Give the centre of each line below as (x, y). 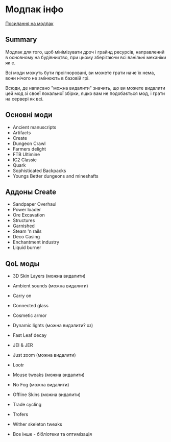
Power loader (27, 210)
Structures (24, 220)
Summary (21, 40)
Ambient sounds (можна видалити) (50, 286)
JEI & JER (23, 345)
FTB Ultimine (26, 154)
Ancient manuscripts (34, 127)
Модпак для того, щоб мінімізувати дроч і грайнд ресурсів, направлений (85, 52)
